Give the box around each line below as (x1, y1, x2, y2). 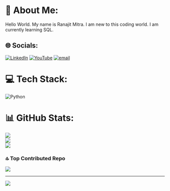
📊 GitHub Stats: (5, 112, 74, 123)
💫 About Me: (5, 5, 59, 16)
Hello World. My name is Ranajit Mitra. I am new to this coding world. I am (5, 21, 158, 27)
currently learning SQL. (5, 26, 54, 32)
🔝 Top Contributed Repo (5, 155, 66, 162)
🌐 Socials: (5, 41, 38, 50)
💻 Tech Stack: (5, 73, 68, 85)
